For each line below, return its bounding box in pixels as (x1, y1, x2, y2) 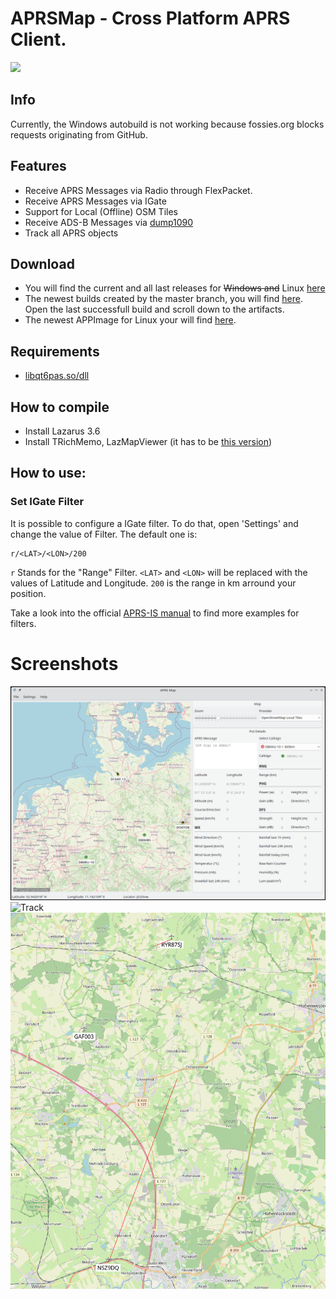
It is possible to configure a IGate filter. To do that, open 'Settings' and (10, 517, 299, 529)
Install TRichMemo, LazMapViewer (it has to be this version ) (24, 436, 273, 447)
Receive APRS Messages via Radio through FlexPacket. (24, 184, 253, 196)
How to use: (10, 465, 87, 482)
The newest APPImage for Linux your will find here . (24, 314, 237, 326)
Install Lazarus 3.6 (24, 425, 101, 437)
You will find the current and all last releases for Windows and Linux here (24, 282, 326, 294)
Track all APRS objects (24, 227, 119, 239)
